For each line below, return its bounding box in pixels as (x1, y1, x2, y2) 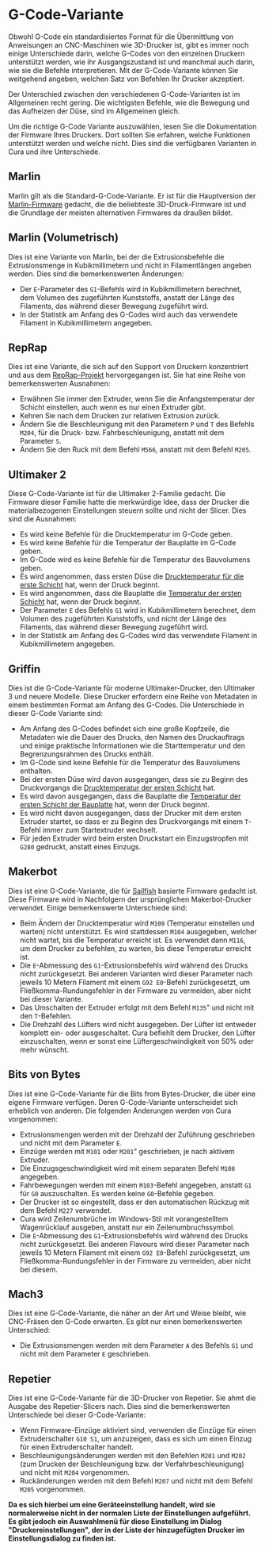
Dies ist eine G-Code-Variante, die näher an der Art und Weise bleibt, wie (8, 1308, 247, 1318)
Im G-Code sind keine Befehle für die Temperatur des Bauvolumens (19, 758, 240, 767)
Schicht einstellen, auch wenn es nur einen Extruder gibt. (19, 402, 206, 412)
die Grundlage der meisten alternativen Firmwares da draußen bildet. (8, 208, 233, 217)
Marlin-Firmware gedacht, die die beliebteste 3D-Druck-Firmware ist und (8, 199, 247, 209)
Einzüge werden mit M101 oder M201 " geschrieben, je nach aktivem (19, 1146, 235, 1156)
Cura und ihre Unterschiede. (8, 147, 100, 156)
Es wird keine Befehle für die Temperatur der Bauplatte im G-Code (19, 538, 237, 548)
